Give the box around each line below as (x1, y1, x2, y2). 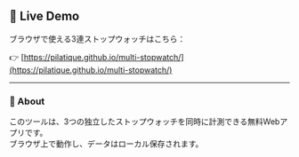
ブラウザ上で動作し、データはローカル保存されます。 (9, 138, 204, 149)
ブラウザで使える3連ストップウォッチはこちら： (9, 33, 186, 44)
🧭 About (9, 95, 45, 107)
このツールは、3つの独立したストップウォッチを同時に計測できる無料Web (9, 116, 280, 127)
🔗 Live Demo (9, 9, 80, 24)
